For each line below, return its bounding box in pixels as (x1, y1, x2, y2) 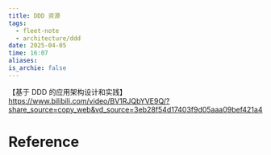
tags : (8, 19, 27, 27)
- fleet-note (15, 27, 60, 35)
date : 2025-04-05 (8, 42, 67, 50)
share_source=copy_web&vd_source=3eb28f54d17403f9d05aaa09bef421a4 (8, 104, 263, 114)
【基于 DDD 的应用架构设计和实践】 (8, 87, 127, 96)
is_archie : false (8, 64, 67, 72)
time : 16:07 (8, 49, 48, 57)
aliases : (8, 57, 38, 65)
